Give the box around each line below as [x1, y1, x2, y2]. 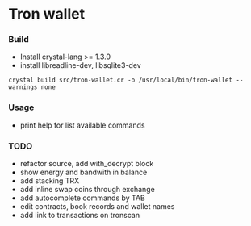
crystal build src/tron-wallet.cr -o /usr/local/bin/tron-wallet [8, 76, 232, 85]
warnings [8, 83, 38, 91]
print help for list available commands [19, 120, 145, 130]
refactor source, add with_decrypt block [19, 159, 154, 169]
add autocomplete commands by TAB [19, 193, 145, 203]
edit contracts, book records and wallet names [19, 202, 175, 211]
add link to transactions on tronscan [19, 211, 140, 220]
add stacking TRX [19, 176, 80, 186]
